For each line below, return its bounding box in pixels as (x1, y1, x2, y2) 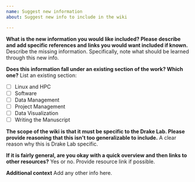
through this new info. (6, 54, 59, 61)
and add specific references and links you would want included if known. (6, 42, 188, 49)
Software (14, 89, 37, 97)
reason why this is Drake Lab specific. (6, 140, 98, 147)
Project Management (14, 103, 66, 110)
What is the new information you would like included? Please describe (6, 35, 181, 42)
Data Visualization (14, 109, 59, 116)
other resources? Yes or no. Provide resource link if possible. (6, 158, 156, 165)
